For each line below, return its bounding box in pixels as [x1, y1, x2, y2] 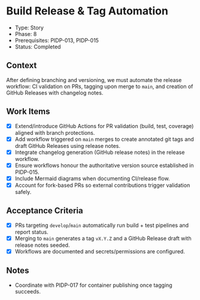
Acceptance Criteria [6, 205, 83, 216]
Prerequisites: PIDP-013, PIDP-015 [14, 37, 99, 44]
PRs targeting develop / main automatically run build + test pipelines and [14, 222, 189, 229]
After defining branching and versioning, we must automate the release [6, 76, 182, 83]
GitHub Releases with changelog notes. [6, 89, 104, 96]
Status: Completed [14, 43, 61, 50]
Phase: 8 [14, 30, 37, 37]
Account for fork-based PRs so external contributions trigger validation [14, 181, 190, 189]
